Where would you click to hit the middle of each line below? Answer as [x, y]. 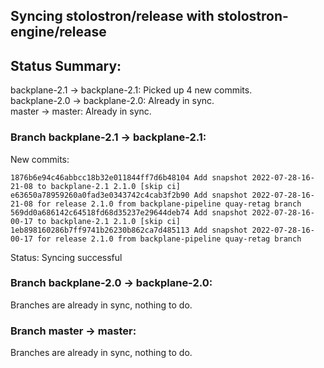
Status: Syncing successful [66, 257]
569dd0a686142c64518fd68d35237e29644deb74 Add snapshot [129, 212]
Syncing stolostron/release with [112, 16]
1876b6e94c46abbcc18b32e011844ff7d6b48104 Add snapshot [129, 177]
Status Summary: [66, 65]
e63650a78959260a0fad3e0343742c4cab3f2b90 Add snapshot [129, 195]
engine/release [58, 32]
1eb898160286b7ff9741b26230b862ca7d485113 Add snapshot [129, 230]
